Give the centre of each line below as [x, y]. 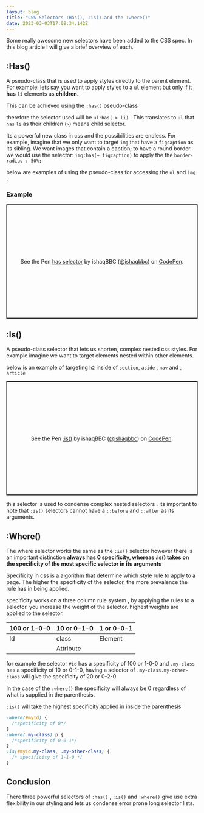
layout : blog [23, 12]
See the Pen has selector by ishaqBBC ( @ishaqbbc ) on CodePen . [102, 261]
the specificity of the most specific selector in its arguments [84, 564]
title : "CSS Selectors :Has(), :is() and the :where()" [78, 18]
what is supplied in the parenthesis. [51, 695]
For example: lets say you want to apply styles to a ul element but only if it [99, 87]
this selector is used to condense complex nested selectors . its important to [102, 504]
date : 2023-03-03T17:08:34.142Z [47, 23]
